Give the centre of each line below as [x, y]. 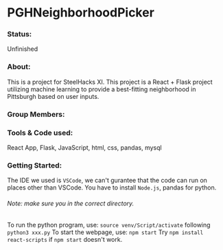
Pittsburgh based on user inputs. [53, 96]
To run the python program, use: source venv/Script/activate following [109, 225]
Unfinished [23, 49]
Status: [20, 34]
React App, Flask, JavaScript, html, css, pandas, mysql [85, 148]
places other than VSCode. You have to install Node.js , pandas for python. [112, 187]
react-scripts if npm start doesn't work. [65, 239]
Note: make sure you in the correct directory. [71, 203]
